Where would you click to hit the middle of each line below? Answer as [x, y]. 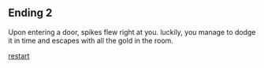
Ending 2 [30, 13]
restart [19, 55]
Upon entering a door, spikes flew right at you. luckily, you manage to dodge [132, 32]
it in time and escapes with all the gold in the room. [91, 40]
